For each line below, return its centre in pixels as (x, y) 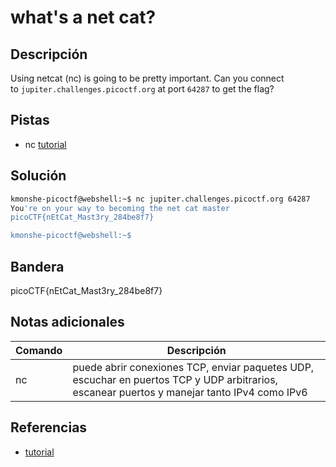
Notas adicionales (67, 322)
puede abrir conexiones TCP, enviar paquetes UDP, (193, 367)
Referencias (49, 427)
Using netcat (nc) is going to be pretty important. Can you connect (147, 78)
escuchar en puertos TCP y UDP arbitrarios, (175, 379)
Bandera (37, 266)
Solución (38, 176)
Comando (39, 350)
